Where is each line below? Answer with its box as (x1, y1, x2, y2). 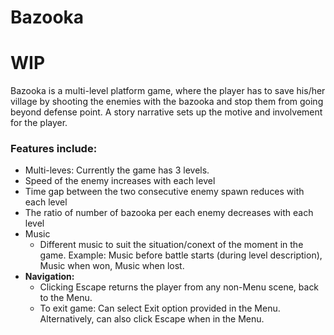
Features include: (10, 142, 98, 156)
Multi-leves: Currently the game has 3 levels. (24, 164, 210, 176)
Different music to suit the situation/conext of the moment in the (39, 239, 304, 251)
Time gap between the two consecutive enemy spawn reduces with (24, 186, 305, 198)
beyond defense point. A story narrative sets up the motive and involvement (10, 106, 323, 118)
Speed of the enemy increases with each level (24, 175, 216, 187)
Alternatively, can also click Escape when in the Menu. (39, 313, 265, 325)
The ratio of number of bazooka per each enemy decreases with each (24, 207, 314, 219)
